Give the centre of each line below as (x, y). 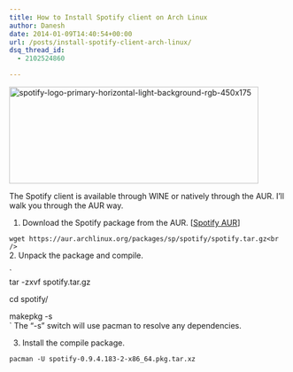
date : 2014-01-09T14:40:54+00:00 (71, 34)
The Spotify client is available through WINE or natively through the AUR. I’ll (147, 196)
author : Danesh (37, 26)
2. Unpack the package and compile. (76, 255)
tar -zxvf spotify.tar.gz (50, 282)
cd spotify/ (29, 299)
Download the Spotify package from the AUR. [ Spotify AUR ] (131, 223)
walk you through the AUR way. (66, 205)
